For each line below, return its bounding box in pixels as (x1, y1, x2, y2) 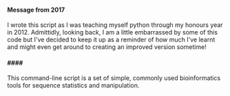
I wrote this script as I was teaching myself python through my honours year (7, 21, 223, 29)
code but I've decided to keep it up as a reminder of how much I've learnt (7, 35, 216, 44)
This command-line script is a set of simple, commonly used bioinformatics (7, 74, 221, 82)
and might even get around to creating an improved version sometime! (7, 43, 207, 51)
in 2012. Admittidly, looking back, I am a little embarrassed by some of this (7, 28, 218, 37)
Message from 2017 (7, 6, 65, 14)
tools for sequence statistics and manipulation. (7, 81, 140, 90)
